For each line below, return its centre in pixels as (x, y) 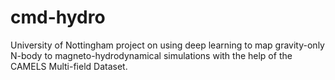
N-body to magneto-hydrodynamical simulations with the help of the (151, 55)
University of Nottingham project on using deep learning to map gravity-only (167, 45)
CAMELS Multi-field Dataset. (69, 66)
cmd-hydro (58, 17)
